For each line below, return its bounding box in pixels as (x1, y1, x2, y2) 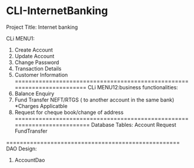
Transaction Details (14, 65, 62, 72)
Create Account (14, 46, 53, 53)
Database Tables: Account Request (91, 121, 176, 128)
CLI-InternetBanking (6, 4, 108, 18)
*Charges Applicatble (14, 102, 68, 109)
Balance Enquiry (14, 90, 55, 97)
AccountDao (14, 156, 45, 163)
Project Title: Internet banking (6, 23, 78, 31)
